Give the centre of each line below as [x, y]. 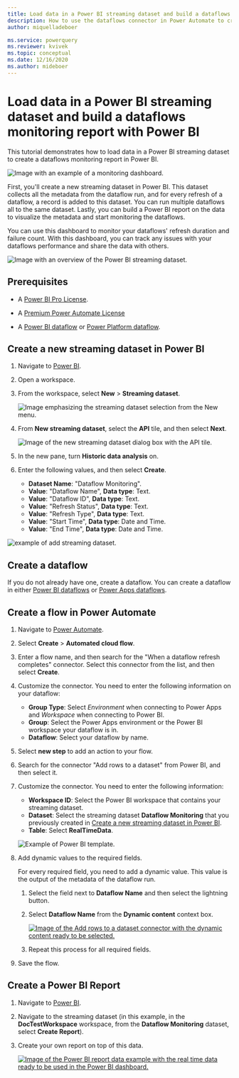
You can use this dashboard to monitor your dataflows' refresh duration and [118, 230]
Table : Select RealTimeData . [71, 830]
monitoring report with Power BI [103, 132]
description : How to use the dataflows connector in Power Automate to [116, 21]
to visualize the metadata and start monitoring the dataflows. [96, 217]
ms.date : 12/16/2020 [38, 60]
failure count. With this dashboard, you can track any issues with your [110, 238]
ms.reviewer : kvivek [38, 47]
